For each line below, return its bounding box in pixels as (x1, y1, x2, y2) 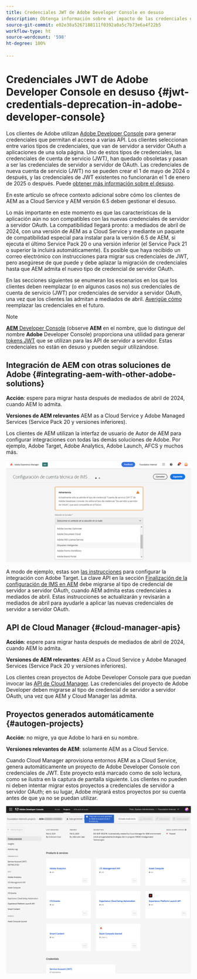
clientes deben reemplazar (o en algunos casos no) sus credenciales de (6, 283, 180, 290)
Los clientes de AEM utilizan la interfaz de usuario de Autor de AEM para (6, 430, 182, 437)
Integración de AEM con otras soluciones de (6, 360, 171, 370)
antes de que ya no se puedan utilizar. (6, 795, 98, 802)
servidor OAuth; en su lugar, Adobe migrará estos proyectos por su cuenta (6, 788, 186, 795)
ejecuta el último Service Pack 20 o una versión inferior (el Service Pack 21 (6, 240, 188, 247)
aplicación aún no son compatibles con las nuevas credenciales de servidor (6, 215, 189, 222)
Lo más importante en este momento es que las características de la (6, 209, 171, 216)
